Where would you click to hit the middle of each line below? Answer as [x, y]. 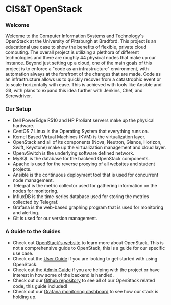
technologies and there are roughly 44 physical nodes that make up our [81, 58]
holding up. [25, 297]
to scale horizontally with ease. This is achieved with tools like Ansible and [83, 85]
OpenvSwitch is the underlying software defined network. [73, 153]
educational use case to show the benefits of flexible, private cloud [76, 47]
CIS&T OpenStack [44, 9]
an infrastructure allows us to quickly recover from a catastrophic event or [83, 79]
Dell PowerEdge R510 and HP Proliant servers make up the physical [83, 120]
